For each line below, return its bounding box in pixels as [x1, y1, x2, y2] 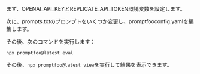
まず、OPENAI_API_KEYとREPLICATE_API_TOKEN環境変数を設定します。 [6, 5, 186, 12]
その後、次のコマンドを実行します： [6, 38, 96, 45]
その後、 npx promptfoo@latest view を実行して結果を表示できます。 [6, 61, 172, 68]
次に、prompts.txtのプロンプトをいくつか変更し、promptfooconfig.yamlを [6, 18, 189, 25]
